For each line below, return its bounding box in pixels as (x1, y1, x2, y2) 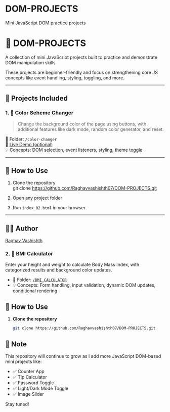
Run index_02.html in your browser (12, 205, 86, 211)
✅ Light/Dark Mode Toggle (12, 385, 69, 391)
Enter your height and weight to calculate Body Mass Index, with (5, 261, 140, 268)
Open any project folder (12, 195, 62, 201)
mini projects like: (5, 358, 42, 364)
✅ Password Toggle (12, 380, 54, 386)
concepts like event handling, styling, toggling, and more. (5, 74, 125, 81)
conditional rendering (12, 288, 58, 294)
